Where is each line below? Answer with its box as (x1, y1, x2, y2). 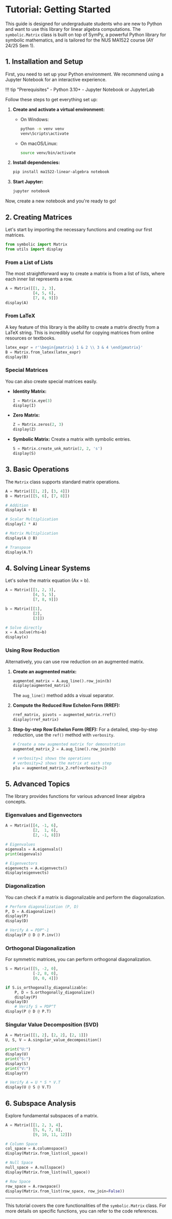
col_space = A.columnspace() (5, 1146, 68, 1151)
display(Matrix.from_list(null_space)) (5, 1170, 91, 1175)
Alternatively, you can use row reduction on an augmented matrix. (5, 659, 144, 665)
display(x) (5, 634, 29, 640)
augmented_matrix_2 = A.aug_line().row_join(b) (12, 746, 116, 752)
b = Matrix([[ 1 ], (5, 606, 42, 611)
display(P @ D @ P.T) (5, 1009, 52, 1014)
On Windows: (20, 116, 49, 122)
